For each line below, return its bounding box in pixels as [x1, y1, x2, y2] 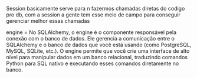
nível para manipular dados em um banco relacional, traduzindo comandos [6, 54, 188, 60]
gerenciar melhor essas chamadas [6, 18, 90, 24]
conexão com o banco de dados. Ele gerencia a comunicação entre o [6, 35, 175, 42]
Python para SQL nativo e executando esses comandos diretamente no [6, 60, 179, 67]
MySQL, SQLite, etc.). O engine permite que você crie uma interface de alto [6, 48, 190, 55]
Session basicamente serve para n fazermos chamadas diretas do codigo [6, 5, 185, 12]
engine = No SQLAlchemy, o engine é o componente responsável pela [6, 29, 177, 36]
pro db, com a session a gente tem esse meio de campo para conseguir [6, 11, 181, 18]
